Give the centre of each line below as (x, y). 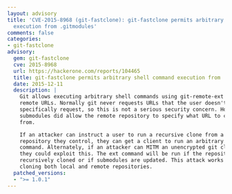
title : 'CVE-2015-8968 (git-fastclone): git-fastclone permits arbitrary (116, 20)
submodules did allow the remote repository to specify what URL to (120, 116)
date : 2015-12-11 (38, 84)
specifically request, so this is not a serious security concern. (118, 109)
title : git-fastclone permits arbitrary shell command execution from (117, 77)
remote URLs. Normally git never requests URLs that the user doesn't (123, 103)
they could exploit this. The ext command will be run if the (111, 154)
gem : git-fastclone (41, 58)
